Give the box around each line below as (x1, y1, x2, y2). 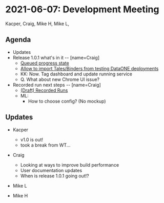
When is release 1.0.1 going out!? (20, 173, 89, 179)
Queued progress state (20, 60, 69, 66)
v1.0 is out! (20, 136, 44, 143)
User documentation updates (20, 167, 83, 173)
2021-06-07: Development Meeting (5, 4, 159, 15)
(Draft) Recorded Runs (20, 87, 68, 93)
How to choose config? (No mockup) (28, 98, 106, 104)
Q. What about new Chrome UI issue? (20, 76, 100, 83)
